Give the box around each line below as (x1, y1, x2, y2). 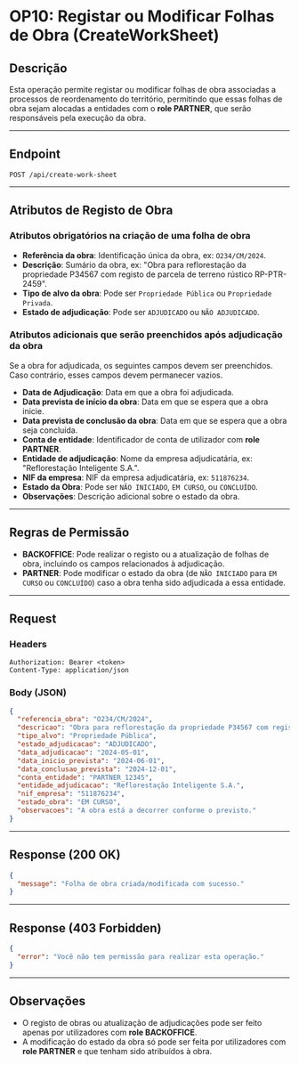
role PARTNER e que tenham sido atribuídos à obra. (21, 1045, 213, 1056)
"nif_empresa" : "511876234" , (17, 790, 125, 799)
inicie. (21, 405, 44, 416)
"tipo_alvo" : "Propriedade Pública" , (17, 732, 158, 741)
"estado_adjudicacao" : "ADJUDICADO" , (17, 740, 158, 749)
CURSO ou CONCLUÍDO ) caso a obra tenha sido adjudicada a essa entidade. (21, 577, 287, 588)
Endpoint (9, 147, 61, 162)
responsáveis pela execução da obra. (9, 113, 147, 123)
